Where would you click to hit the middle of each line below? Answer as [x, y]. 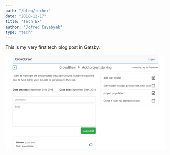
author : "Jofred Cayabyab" [34, 27]
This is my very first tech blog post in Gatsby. [53, 47]
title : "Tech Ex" [24, 21]
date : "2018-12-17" [26, 16]
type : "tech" [19, 32]
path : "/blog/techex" [28, 11]
